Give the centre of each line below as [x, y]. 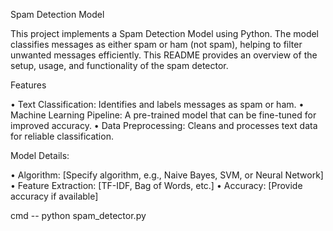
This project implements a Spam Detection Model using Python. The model [165, 33]
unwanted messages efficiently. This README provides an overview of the [164, 55]
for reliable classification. [62, 136]
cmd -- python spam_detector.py [78, 215]
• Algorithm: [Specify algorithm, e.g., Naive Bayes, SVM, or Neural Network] [167, 175]
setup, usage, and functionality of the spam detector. [119, 65]
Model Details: [40, 155]
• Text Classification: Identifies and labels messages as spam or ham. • [157, 104]
